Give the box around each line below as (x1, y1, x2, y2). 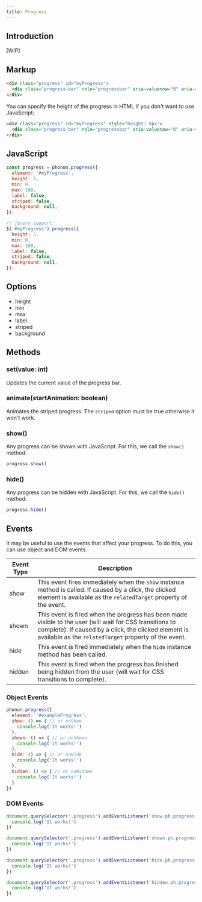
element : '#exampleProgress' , (11, 712, 87, 719)
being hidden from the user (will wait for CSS (37, 668, 164, 676)
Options (6, 281, 37, 292)
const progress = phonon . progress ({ (6, 164, 98, 171)
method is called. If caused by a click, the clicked (37, 586, 176, 594)
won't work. (6, 414, 36, 421)
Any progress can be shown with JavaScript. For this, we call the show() (6, 443, 185, 450)
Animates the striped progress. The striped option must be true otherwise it (6, 407, 195, 415)
